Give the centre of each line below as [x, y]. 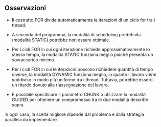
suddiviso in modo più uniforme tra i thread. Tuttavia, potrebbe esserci [82, 79]
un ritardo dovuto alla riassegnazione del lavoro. [60, 85]
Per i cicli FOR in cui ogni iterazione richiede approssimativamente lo [81, 49]
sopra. [18, 104]
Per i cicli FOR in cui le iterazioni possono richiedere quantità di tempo [82, 69]
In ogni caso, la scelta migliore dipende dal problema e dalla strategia [74, 114]
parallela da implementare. [31, 119]
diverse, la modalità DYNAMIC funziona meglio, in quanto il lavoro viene [84, 74]
